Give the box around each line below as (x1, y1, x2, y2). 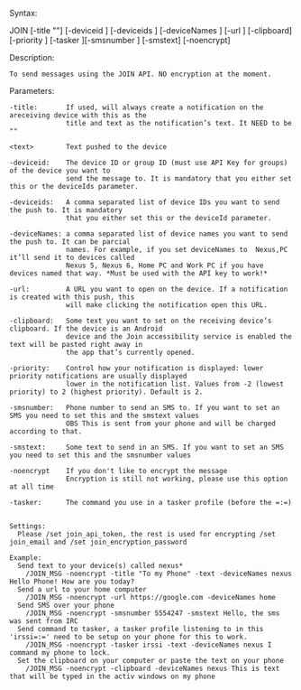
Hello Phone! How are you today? (9, 577, 135, 586)
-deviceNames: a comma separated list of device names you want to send (9, 229, 288, 238)
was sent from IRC (9, 617, 78, 626)
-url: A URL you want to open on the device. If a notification (9, 284, 288, 294)
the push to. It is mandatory (9, 206, 123, 215)
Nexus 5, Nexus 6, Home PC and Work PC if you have (66, 261, 264, 270)
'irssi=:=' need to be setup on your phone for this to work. (9, 632, 248, 641)
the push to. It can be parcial (9, 238, 131, 247)
